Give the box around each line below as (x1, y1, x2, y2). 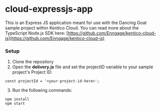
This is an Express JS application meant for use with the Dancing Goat (5, 20, 147, 26)
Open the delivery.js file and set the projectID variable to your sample (12, 64, 153, 70)
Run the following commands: (12, 87, 72, 93)
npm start (5, 101, 25, 106)
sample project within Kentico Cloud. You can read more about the (5, 25, 139, 30)
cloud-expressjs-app (5, 3, 93, 15)
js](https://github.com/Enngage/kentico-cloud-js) (5, 35, 105, 41)
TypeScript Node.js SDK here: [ (5, 30, 69, 36)
